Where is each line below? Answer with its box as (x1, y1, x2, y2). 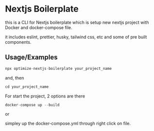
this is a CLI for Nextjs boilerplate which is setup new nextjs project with (5, 19, 149, 25)
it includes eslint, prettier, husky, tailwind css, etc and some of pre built (5, 34, 147, 40)
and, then (5, 75, 24, 81)
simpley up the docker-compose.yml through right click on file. (5, 120, 131, 127)
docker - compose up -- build (5, 102, 60, 107)
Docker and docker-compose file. (5, 24, 72, 30)
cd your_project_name (5, 84, 49, 89)
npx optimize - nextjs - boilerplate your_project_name (5, 66, 112, 71)
